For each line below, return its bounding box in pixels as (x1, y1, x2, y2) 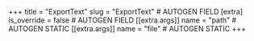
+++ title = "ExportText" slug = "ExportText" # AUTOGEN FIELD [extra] (8, 7, 244, 16)
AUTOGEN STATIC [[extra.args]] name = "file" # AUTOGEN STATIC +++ (8, 24, 247, 33)
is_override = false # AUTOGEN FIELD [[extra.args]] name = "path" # (8, 15, 237, 25)
